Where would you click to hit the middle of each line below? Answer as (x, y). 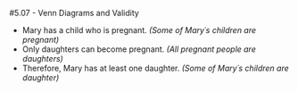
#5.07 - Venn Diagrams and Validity (74, 13)
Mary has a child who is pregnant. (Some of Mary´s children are (139, 30)
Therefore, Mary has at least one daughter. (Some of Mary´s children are (156, 68)
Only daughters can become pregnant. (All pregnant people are (139, 49)
